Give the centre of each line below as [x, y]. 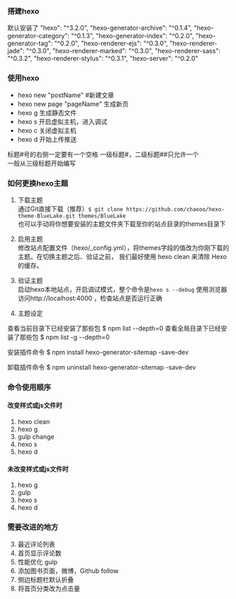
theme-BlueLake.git [46, 216]
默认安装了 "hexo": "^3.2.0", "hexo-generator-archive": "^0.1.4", [100, 28]
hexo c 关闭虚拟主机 [47, 130]
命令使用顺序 [29, 387]
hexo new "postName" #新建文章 [66, 95]
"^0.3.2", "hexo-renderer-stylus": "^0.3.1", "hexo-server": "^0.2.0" [103, 59]
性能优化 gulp [38, 561]
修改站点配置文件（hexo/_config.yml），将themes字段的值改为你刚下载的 [123, 247]
